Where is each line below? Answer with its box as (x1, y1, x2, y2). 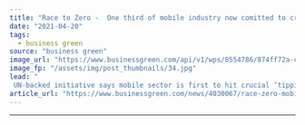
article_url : (9, 89, 59, 98)
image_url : (9, 55, 51, 64)
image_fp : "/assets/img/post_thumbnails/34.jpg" (9, 64, 197, 73)
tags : (9, 30, 30, 39)
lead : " (9, 72, 39, 82)
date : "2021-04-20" (9, 22, 84, 31)
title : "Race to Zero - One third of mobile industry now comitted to (9, 13, 286, 23)
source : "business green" (9, 47, 107, 56)
